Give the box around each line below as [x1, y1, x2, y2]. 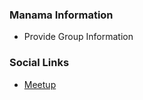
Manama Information [9, 8, 114, 22]
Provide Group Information [23, 31, 134, 43]
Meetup [23, 78, 57, 90]
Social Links [9, 56, 70, 70]
